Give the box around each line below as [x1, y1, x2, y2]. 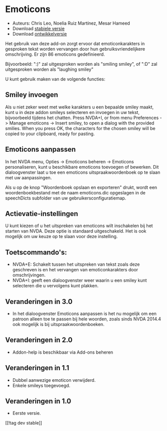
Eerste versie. [12, 410, 41, 416]
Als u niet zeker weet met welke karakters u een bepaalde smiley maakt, [5, 104, 154, 110]
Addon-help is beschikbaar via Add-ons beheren [12, 349, 113, 355]
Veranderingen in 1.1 [5, 364, 69, 372]
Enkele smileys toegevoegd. [12, 382, 70, 388]
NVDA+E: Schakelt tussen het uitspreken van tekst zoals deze [12, 261, 140, 267]
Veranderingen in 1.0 [5, 397, 71, 405]
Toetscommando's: [5, 248, 67, 257]
